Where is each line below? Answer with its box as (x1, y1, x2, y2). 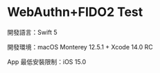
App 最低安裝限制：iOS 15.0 (7, 57, 87, 66)
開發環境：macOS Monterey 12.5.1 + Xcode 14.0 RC (7, 42, 154, 51)
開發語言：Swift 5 (7, 28, 57, 36)
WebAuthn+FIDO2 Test (7, 4, 143, 20)
